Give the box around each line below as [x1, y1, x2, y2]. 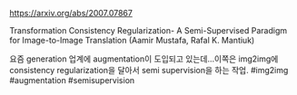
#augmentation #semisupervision [9, 75, 135, 85]
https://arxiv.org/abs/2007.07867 [9, 8, 134, 18]
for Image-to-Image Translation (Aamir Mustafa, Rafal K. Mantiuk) [9, 35, 255, 45]
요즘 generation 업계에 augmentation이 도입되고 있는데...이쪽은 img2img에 [9, 53, 279, 64]
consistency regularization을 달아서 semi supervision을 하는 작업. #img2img [9, 65, 289, 75]
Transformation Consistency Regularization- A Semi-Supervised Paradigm [9, 25, 288, 35]
